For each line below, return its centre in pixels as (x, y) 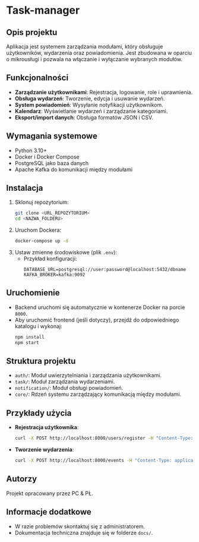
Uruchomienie (33, 293)
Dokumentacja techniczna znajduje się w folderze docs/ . (84, 532)
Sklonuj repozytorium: (42, 202)
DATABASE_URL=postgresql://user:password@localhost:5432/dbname (105, 270)
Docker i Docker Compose (47, 157)
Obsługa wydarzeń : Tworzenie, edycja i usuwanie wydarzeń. (90, 98)
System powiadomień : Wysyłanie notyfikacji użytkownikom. (89, 105)
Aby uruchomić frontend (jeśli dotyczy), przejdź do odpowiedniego (97, 320)
